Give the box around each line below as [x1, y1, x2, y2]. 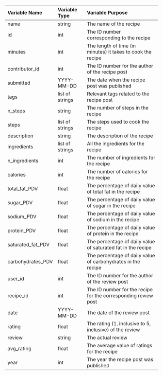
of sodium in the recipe [87, 216, 140, 223]
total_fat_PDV [7, 185, 38, 192]
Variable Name [7, 9, 43, 16]
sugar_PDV [7, 199, 33, 206]
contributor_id [7, 66, 40, 72]
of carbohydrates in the [87, 258, 141, 265]
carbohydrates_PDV [7, 258, 53, 265]
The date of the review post [87, 309, 150, 316]
